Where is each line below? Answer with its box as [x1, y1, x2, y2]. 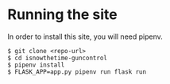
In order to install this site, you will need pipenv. [7, 32, 164, 41]
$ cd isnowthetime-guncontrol [7, 54, 108, 62]
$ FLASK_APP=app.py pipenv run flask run [7, 67, 147, 76]
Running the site [7, 6, 118, 24]
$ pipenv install [7, 61, 65, 69]
